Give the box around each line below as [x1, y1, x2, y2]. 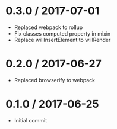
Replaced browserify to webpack [14, 76, 96, 83]
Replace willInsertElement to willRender [14, 36, 111, 43]
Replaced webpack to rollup [14, 24, 83, 31]
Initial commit [14, 117, 48, 124]
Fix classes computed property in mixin [14, 30, 111, 37]
